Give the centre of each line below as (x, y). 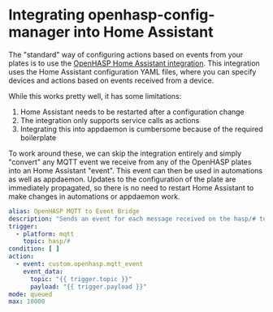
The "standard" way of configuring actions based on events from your (126, 54)
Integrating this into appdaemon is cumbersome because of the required (141, 129)
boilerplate (38, 137)
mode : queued (30, 294)
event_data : (43, 271)
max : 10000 (27, 301)
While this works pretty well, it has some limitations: (95, 96)
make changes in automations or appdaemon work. (94, 196)
